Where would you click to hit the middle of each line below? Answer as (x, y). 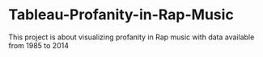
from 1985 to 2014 (38, 45)
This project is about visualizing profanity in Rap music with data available (131, 37)
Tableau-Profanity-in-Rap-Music (121, 15)
